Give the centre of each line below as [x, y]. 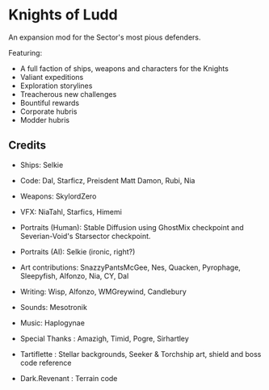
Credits [27, 146]
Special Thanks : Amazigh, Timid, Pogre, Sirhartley [105, 338]
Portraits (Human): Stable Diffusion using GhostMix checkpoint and [132, 227]
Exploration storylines [56, 86]
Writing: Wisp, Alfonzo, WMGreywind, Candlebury [103, 291]
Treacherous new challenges [68, 94]
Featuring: [25, 52]
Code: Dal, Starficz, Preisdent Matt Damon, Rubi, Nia [107, 180]
